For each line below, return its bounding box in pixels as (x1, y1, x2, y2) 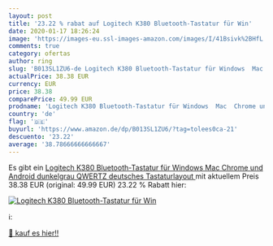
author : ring (8, 58, 53, 66)
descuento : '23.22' (8, 132, 75, 140)
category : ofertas (8, 50, 71, 58)
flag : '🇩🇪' (8, 118, 49, 126)
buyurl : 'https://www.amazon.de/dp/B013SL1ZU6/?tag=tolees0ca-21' (8, 125, 238, 133)
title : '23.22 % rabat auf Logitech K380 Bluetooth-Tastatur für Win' (8, 19, 253, 28)
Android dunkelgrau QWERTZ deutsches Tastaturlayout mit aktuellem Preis (8, 171, 259, 181)
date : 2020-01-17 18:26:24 (8, 27, 100, 35)
